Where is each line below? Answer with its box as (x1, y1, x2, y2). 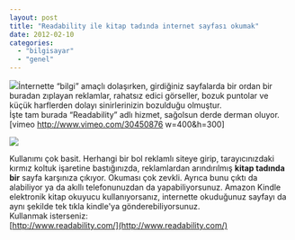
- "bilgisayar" (17, 47, 75, 56)
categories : (9, 38, 54, 48)
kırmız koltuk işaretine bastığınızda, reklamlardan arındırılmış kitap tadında (9, 163, 285, 173)
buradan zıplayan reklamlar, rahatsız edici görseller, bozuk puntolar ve (9, 91, 269, 101)
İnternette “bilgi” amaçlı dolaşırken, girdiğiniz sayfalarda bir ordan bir (18, 81, 273, 91)
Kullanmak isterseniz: (9, 210, 88, 221)
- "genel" (17, 55, 54, 64)
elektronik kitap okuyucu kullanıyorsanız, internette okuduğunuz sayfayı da (9, 191, 287, 202)
